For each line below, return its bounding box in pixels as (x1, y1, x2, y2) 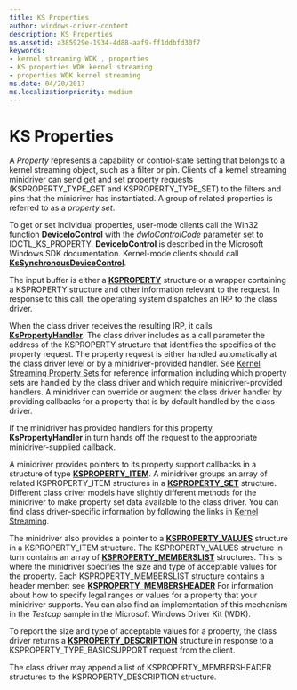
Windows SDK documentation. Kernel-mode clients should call (9, 248, 239, 259)
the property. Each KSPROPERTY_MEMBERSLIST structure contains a (9, 571, 265, 581)
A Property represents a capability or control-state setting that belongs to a (9, 155, 285, 166)
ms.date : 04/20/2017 (9, 79, 86, 88)
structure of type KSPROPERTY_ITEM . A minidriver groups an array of (9, 468, 269, 479)
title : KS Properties (9, 12, 90, 22)
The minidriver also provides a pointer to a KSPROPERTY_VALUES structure (9, 533, 289, 544)
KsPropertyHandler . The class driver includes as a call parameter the (9, 330, 265, 341)
